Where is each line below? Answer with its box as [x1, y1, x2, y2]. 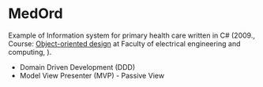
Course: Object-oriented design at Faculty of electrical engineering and [8, 38, 241, 48]
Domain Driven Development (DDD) [19, 62, 136, 71]
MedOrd [8, 5, 63, 23]
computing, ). [8, 47, 52, 56]
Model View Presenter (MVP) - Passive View [19, 71, 164, 80]
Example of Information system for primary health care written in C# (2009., [8, 31, 255, 40]
